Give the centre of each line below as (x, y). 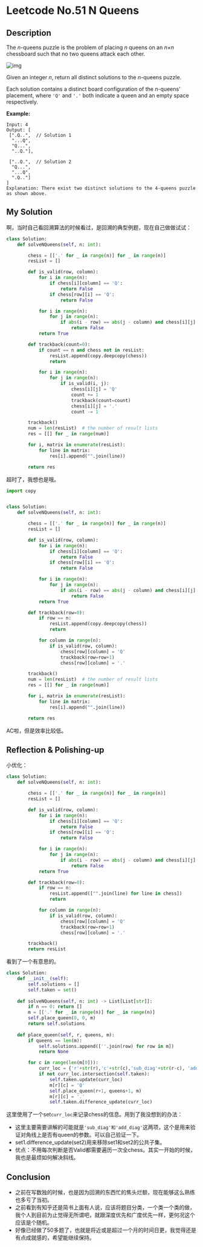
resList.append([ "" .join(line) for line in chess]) (116, 893)
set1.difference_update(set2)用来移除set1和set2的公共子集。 (90, 1142)
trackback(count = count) (101, 400)
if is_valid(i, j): (85, 384)
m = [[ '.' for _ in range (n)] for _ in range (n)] (92, 1012)
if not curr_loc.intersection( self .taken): (94, 1074)
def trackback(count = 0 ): (59, 344)
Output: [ (19, 130)
